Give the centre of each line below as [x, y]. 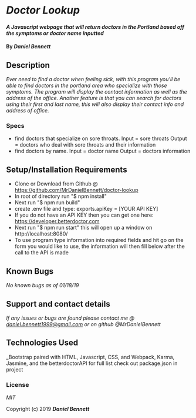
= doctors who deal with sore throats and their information [85, 145]
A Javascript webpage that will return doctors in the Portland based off [95, 26]
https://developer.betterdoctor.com [57, 221]
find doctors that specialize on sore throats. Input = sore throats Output [101, 138]
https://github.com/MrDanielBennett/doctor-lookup [76, 190]
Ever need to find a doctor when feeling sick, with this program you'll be [93, 79]
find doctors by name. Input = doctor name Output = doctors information [102, 151]
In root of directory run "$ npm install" [61, 196]
